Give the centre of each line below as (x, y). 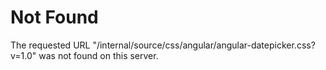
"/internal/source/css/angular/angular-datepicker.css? (204, 45)
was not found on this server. (98, 55)
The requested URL (50, 45)
